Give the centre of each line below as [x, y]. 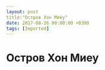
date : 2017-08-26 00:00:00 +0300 [48, 23]
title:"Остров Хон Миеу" [37, 17]
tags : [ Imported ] [28, 28]
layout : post [22, 12]
